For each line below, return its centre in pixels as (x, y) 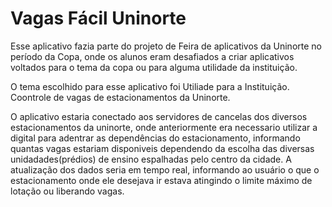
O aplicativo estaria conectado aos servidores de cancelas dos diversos (159, 116)
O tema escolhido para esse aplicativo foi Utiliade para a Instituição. (150, 86)
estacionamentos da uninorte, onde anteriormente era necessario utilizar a (164, 127)
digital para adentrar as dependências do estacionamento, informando (155, 138)
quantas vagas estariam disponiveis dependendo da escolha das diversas (162, 148)
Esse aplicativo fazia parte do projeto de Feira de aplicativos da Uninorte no (166, 46)
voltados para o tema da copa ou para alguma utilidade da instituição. (154, 67)
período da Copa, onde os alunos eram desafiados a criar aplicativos (152, 56)
